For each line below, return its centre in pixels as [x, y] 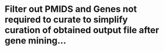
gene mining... [35, 41]
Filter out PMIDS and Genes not [71, 9]
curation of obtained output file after [82, 30]
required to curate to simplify [66, 20]
